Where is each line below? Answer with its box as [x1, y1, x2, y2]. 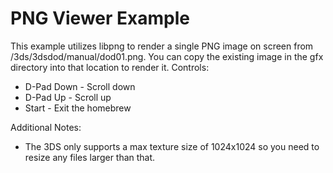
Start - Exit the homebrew [24, 102, 132, 114]
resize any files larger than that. [24, 151, 156, 163]
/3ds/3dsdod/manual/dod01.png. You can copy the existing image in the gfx [10, 50, 324, 62]
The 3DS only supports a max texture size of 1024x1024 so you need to [24, 140, 320, 152]
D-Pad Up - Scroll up [24, 91, 112, 103]
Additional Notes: [10, 121, 82, 133]
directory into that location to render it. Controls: [10, 61, 210, 73]
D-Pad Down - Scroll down [24, 80, 136, 92]
